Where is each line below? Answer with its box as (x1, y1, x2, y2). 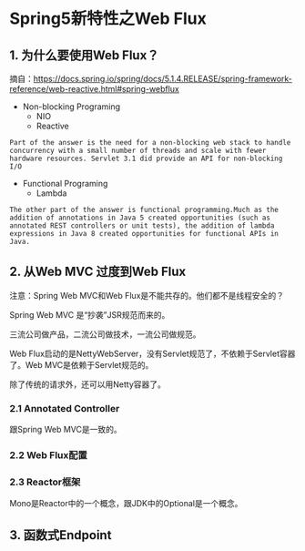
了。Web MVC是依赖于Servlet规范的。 (9, 359, 154, 370)
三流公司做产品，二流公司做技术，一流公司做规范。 (9, 329, 201, 340)
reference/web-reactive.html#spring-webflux (9, 84, 180, 94)
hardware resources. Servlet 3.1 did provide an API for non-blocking (9, 154, 283, 163)
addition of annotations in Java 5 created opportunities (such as (9, 213, 271, 222)
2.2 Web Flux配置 (9, 449, 88, 462)
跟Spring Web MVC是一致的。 (9, 424, 122, 435)
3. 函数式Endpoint (9, 527, 112, 543)
